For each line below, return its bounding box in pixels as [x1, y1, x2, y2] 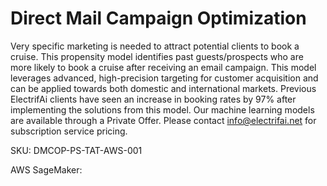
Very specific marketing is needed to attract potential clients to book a [10, 40, 300, 52]
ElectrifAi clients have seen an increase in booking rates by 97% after [10, 93, 297, 105]
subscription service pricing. [10, 125, 128, 137]
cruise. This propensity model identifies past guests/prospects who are [10, 50, 304, 62]
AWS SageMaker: [10, 163, 83, 176]
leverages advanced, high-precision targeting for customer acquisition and [10, 72, 319, 84]
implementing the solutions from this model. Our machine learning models [10, 103, 315, 116]
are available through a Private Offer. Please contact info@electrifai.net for [10, 114, 317, 126]
